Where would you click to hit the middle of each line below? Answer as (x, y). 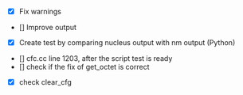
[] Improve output (48, 28)
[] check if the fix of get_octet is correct (84, 67)
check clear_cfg (45, 82)
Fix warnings (40, 11)
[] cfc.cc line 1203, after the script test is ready (96, 59)
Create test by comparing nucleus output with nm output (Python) (127, 43)
